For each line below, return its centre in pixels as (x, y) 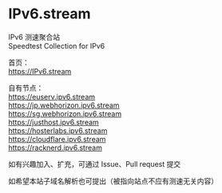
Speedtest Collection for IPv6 (57, 45)
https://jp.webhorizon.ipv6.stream (64, 105)
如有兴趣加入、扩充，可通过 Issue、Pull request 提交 (95, 163)
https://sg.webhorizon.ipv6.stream (65, 113)
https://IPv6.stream (40, 71)
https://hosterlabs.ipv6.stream (58, 130)
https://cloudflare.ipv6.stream (57, 139)
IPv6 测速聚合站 (34, 37)
